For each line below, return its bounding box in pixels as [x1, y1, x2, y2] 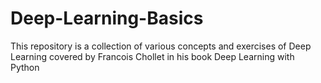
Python [10, 61, 40, 73]
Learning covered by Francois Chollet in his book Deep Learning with [10, 50, 295, 62]
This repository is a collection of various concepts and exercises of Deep [10, 40, 312, 52]
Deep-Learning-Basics [10, 7, 204, 30]
